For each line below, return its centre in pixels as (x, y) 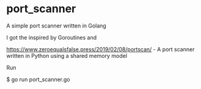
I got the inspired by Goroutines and (51, 37)
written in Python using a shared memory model (67, 55)
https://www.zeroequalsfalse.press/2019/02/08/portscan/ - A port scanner (100, 49)
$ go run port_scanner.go (38, 79)
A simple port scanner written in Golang (57, 26)
